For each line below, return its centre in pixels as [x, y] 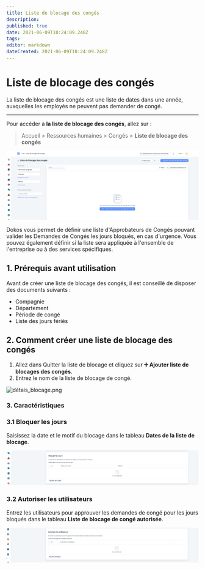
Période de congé [38, 314]
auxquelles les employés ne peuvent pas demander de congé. [85, 106]
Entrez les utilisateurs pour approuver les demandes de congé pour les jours [102, 512]
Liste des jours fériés [41, 321]
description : [23, 19]
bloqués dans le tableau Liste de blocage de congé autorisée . [85, 519]
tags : [13, 39]
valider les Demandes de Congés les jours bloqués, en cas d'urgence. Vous [101, 236]
